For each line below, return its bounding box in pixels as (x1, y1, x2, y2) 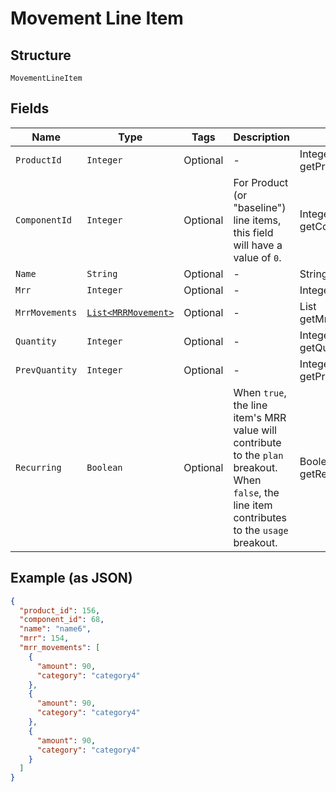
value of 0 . (233, 250, 282, 264)
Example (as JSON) (10, 570, 133, 587)
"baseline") (233, 200, 287, 214)
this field (233, 225, 274, 239)
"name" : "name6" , (19, 624, 92, 634)
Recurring (15, 462, 62, 473)
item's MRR (233, 410, 287, 424)
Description (233, 130, 290, 144)
